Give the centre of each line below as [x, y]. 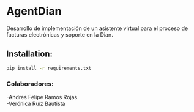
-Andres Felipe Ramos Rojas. [43, 97]
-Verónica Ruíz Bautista [36, 103]
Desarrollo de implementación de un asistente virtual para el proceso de [97, 28]
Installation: [30, 54]
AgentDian [34, 11]
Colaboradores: [30, 84]
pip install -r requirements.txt [49, 68]
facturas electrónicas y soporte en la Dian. [60, 34]
